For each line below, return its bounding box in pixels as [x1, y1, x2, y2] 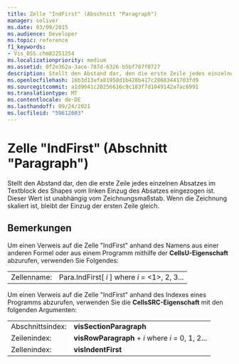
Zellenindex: [11, 344, 52, 354]
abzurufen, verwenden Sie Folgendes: [7, 256, 119, 264]
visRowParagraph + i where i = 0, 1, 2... [73, 333, 208, 343]
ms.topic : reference [7, 37, 69, 44]
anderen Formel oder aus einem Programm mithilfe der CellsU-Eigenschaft [7, 248, 229, 257]
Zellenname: [11, 272, 52, 282]
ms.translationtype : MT [7, 90, 78, 97]
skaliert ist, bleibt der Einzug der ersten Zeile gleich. [7, 201, 160, 210]
